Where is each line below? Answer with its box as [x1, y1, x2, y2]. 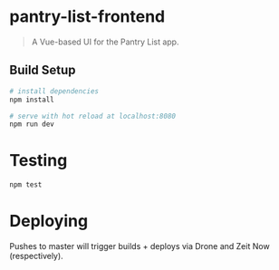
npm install [9, 95, 54, 104]
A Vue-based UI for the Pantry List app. [31, 36, 179, 47]
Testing [9, 150, 68, 171]
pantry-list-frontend [9, 6, 166, 27]
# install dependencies [9, 86, 100, 96]
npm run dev [9, 120, 54, 129]
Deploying [9, 211, 89, 232]
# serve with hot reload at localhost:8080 [9, 111, 177, 121]
